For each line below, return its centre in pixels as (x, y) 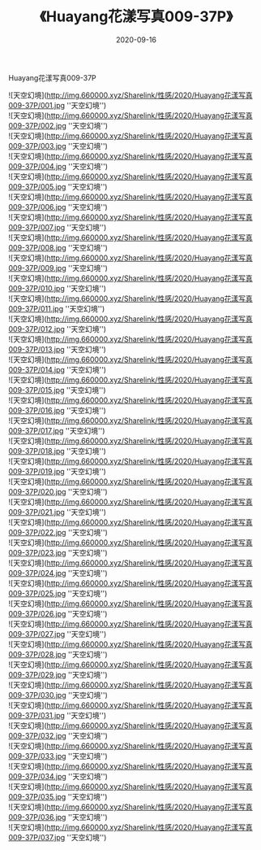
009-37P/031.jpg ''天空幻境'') (58, 715)
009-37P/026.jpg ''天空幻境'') (58, 613)
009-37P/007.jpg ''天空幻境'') (58, 227)
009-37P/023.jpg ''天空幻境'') (58, 552)
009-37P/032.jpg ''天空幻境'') (58, 735)
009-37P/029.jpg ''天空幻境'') (58, 674)
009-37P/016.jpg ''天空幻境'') (58, 410)
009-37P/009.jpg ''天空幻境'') (58, 268)
